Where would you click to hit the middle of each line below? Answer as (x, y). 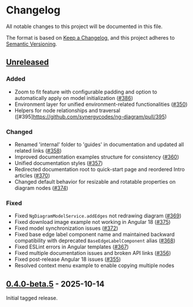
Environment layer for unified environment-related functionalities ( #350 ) (101, 104)
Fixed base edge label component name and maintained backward (94, 234)
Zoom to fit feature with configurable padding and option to (86, 92)
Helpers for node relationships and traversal (67, 110)
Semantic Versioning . (31, 44)
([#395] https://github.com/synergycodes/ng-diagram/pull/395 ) (91, 116)
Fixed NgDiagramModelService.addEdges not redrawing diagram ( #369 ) (98, 216)
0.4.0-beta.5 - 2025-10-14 (55, 284)
